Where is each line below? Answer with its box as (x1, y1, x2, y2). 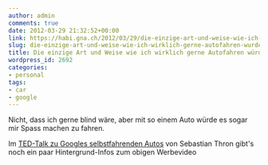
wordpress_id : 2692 (8, 57, 73, 65)
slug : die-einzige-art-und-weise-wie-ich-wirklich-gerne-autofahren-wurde (8, 41, 262, 49)
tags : (8, 78, 26, 86)
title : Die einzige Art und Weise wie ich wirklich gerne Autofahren (8, 49, 245, 57)
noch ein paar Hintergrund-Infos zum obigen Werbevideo (8, 147, 197, 157)
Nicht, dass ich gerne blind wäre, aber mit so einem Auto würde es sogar (8, 115, 248, 124)
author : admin (8, 11, 56, 20)
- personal (8, 71, 45, 79)
